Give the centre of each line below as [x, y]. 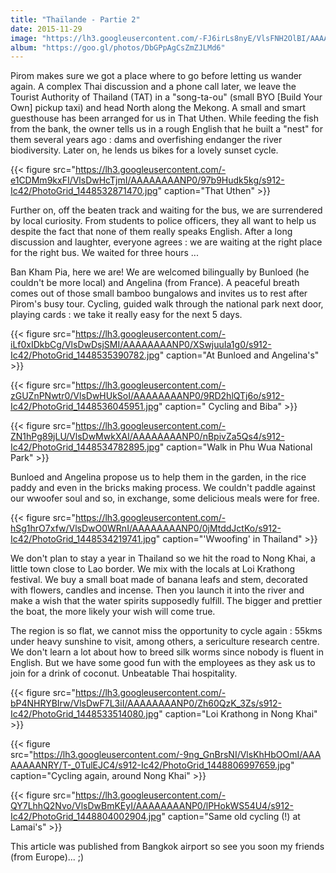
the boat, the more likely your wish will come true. [113, 612]
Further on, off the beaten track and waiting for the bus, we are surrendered [166, 210]
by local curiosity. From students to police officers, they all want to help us [163, 221]
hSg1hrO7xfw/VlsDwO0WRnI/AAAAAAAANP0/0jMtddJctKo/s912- [146, 528]
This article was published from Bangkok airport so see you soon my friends [167, 847]
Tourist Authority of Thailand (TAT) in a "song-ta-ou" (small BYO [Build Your [166, 97]
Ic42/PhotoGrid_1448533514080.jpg [85, 714]
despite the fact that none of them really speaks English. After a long [151, 232]
